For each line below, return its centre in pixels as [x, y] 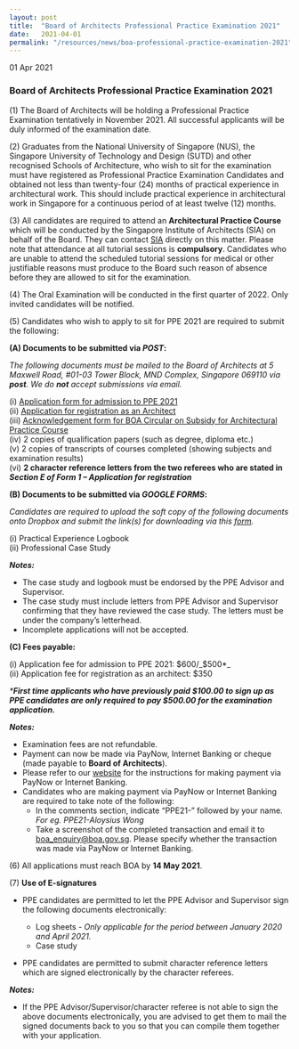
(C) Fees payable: [42, 646]
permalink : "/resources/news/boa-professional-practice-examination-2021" [151, 42]
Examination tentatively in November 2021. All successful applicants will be [147, 119]
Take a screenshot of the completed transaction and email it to [150, 829]
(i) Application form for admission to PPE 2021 [93, 401]
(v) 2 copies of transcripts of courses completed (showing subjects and [141, 448]
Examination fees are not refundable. [90, 744]
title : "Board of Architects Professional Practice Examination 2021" [145, 26]
